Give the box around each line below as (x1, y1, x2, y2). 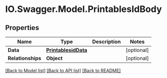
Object (46, 55, 63, 61)
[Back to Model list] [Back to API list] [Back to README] (5, 67, 121, 73)
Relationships (8, 55, 41, 61)
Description (92, 38, 121, 45)
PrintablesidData (46, 46, 87, 53)
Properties (5, 23, 39, 32)
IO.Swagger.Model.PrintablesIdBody (5, 3, 162, 15)
